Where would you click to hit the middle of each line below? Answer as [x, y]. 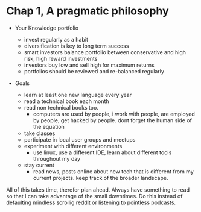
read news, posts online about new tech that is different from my [113, 171]
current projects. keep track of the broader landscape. [101, 178]
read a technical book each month [67, 101]
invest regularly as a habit [56, 39]
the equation [49, 126]
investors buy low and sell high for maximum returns [89, 65]
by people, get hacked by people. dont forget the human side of [112, 120]
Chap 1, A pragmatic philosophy [88, 11]
